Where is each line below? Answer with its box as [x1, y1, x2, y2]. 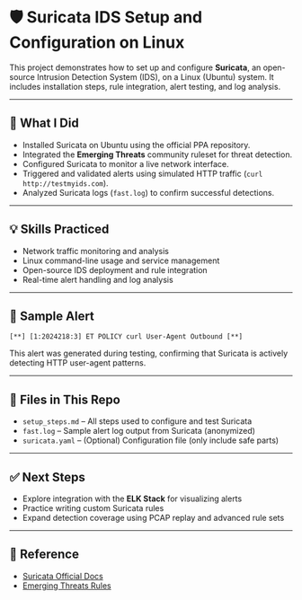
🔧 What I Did [9, 116, 79, 131]
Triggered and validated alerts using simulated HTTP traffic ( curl [22, 168, 263, 179]
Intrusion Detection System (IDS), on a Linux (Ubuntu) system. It [37, 71, 274, 82]
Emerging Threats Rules [22, 580, 111, 591]
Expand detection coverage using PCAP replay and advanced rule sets [22, 513, 285, 523]
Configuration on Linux [9, 32, 185, 53]
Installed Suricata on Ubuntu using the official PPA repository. [22, 139, 251, 150]
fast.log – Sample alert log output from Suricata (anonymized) [22, 426, 256, 437]
